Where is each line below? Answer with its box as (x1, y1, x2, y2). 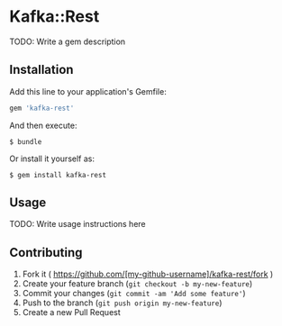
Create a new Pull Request (22, 307, 122, 318)
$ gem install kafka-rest (9, 170, 106, 179)
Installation (9, 62, 74, 77)
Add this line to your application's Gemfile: (9, 86, 167, 96)
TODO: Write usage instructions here (9, 219, 146, 230)
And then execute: (9, 120, 77, 131)
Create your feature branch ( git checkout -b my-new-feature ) (22, 278, 253, 289)
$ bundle (9, 137, 42, 146)
